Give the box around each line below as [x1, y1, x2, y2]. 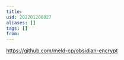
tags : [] [6, 25, 28, 31]
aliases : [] [6, 20, 36, 26]
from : [6, 31, 20, 37]
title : [6, 8, 23, 15]
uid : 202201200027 [6, 14, 52, 20]
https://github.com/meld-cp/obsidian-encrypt [6, 47, 118, 54]
